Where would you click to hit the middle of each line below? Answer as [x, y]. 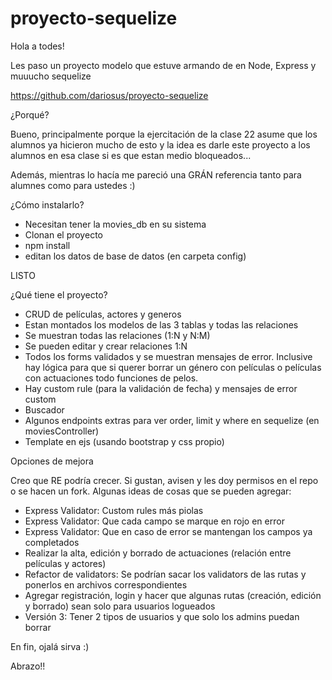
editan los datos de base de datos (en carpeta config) [135, 256]
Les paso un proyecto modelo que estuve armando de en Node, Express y [163, 65]
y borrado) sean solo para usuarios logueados [120, 606]
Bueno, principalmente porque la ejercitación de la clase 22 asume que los [164, 134]
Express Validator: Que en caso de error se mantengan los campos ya [168, 531]
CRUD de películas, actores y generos [103, 314]
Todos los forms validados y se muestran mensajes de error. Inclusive [168, 356]
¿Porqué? [30, 114]
